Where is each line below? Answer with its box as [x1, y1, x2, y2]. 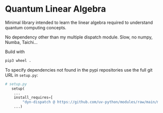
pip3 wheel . [5, 58, 32, 63]
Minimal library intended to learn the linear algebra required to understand [5, 19, 153, 25]
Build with [5, 49, 25, 55]
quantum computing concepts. [5, 24, 66, 30]
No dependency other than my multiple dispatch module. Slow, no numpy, [5, 34, 153, 40]
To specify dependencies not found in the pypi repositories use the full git [5, 67, 153, 73]
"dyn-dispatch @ [22, 100, 55, 105]
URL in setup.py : [5, 72, 38, 78]
